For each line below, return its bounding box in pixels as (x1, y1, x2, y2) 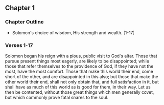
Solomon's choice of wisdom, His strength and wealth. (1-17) (12, 29, 135, 36)
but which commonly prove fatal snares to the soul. (5, 94, 109, 100)
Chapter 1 (5, 4, 35, 12)
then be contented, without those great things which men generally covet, (5, 89, 154, 95)
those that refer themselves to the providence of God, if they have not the (5, 63, 154, 69)
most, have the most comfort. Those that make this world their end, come (5, 68, 153, 74)
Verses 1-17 (5, 42, 33, 48)
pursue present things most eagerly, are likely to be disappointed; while (5, 58, 149, 64)
